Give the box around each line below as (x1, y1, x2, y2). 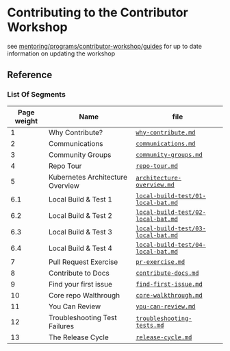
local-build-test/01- (136, 192, 207, 199)
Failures (49, 321, 74, 330)
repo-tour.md (136, 162, 178, 169)
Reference (7, 69, 53, 81)
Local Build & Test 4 (49, 243, 113, 253)
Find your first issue (49, 279, 113, 289)
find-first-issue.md (136, 280, 203, 288)
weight (14, 116, 38, 125)
